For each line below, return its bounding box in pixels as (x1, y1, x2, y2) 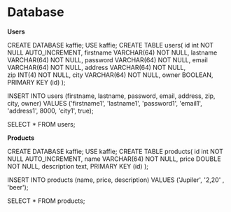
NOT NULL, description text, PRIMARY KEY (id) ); (7, 162, 149, 170)
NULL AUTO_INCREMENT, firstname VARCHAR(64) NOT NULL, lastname (7, 48, 218, 57)
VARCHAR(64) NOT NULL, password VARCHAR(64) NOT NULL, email (7, 55, 208, 64)
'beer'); (7, 183, 29, 191)
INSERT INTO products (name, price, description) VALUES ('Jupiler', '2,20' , (7, 176, 225, 184)
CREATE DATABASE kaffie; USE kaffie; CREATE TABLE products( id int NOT (7, 147, 224, 155)
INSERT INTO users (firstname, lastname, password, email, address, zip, (7, 92, 216, 100)
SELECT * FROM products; (7, 197, 85, 205)
